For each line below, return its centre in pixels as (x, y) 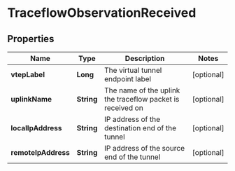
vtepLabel (28, 75)
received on (124, 108)
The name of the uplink (142, 90)
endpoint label (128, 79)
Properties (31, 39)
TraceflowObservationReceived (102, 13)
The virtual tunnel (133, 70)
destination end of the (141, 128)
